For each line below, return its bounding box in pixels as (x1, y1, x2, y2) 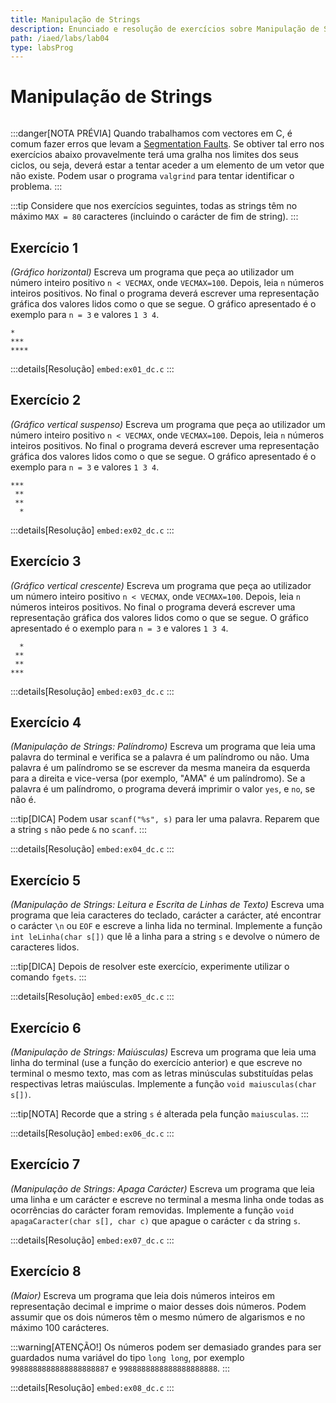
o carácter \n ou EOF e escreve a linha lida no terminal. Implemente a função (10, 920, 323, 932)
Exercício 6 (10, 1019, 82, 1036)
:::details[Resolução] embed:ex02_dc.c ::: (10, 524, 175, 536)
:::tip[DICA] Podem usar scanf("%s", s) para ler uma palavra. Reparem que (10, 813, 320, 825)
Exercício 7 (10, 1156, 81, 1173)
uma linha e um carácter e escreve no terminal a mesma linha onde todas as (10, 1193, 325, 1205)
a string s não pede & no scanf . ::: (10, 824, 147, 836)
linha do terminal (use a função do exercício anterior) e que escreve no (10, 1057, 303, 1069)
